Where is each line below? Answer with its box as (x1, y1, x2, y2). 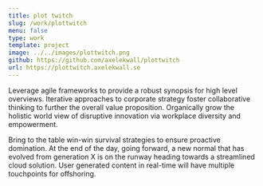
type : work (8, 34, 45, 42)
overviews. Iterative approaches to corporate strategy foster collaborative (8, 93, 251, 104)
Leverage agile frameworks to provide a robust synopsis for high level (8, 85, 237, 95)
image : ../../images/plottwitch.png (8, 49, 130, 57)
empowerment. (8, 119, 58, 129)
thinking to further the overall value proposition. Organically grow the (8, 102, 235, 112)
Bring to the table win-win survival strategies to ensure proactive (8, 135, 221, 144)
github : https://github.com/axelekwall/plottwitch (8, 57, 180, 65)
